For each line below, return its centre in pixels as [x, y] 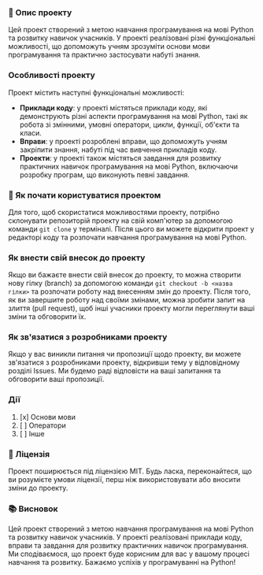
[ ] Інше [32, 433]
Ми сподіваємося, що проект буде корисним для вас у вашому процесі [129, 554]
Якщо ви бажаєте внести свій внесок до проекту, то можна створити [125, 275]
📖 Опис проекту [40, 13]
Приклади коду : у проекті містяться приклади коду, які [113, 108]
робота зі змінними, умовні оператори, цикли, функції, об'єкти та [130, 124]
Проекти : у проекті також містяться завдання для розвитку [120, 158]
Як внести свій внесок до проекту [77, 258]
